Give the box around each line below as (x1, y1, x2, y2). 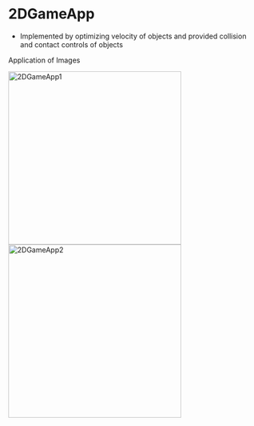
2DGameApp (8, 5, 95, 23)
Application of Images (8, 55, 81, 65)
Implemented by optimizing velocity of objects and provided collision (19, 31, 247, 41)
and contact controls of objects (19, 39, 124, 49)
